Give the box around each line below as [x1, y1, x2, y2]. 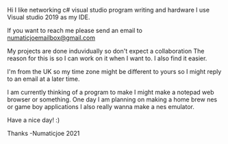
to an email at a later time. [7, 75, 80, 83]
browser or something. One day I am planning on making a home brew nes [7, 95, 218, 104]
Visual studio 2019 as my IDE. [7, 13, 90, 21]
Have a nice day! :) [7, 116, 60, 124]
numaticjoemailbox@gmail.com [7, 34, 96, 42]
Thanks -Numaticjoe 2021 [7, 130, 80, 137]
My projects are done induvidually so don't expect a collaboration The [7, 47, 205, 55]
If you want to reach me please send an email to [7, 27, 142, 34]
